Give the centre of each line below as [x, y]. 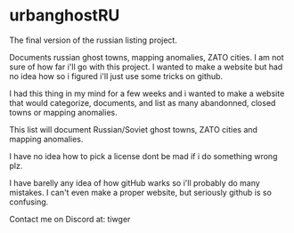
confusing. [29, 202]
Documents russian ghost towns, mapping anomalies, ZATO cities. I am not [147, 57]
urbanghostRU [65, 16]
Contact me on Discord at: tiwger [70, 219]
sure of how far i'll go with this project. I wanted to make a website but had [146, 67]
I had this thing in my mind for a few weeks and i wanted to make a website [147, 93]
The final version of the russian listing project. [94, 40]
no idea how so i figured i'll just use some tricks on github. [116, 76]
